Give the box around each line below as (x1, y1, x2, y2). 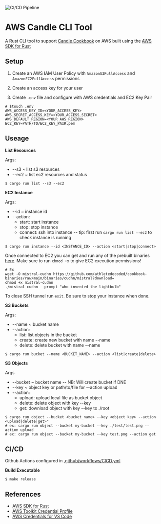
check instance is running (19, 234, 72, 240)
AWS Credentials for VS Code (12, 514, 72, 520)
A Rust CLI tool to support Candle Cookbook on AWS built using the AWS (5, 38, 152, 44)
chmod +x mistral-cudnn (5, 280, 54, 285)
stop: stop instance (19, 224, 59, 230)
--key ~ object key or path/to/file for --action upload (12, 384, 118, 390)
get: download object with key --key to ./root (19, 405, 110, 411)
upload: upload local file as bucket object (19, 394, 102, 401)
